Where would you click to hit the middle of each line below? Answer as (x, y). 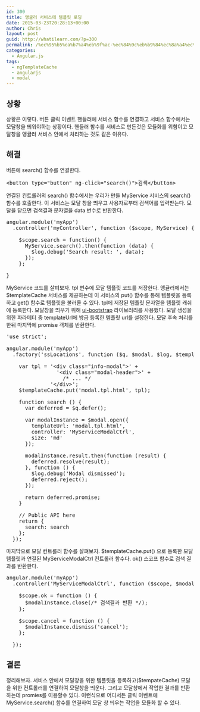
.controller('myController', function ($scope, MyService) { (103, 228)
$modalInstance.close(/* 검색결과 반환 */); (86, 602)
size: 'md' (47, 438)
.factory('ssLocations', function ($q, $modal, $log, (92, 354)
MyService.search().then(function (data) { (89, 246)
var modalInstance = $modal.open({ (77, 420)
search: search (47, 527)
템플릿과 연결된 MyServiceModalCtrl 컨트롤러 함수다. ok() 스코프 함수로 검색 (96, 558)
